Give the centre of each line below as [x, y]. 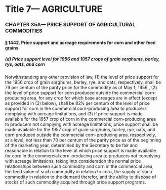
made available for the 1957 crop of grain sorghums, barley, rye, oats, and [80, 129]
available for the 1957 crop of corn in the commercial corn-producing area [81, 119]
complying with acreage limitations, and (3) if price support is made [74, 114]
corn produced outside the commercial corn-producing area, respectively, [81, 135]
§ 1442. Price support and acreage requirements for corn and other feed [80, 43]
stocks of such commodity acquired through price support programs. [76, 182]
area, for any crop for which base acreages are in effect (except [92, 98]
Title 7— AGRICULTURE [54, 9]
